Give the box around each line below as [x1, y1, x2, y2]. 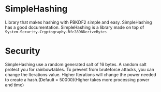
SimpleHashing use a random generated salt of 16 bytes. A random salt [5, 61, 146, 67]
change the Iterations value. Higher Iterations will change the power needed [5, 71, 156, 78]
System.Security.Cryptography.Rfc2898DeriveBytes [5, 29, 107, 34]
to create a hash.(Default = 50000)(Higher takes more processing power [5, 77, 150, 82]
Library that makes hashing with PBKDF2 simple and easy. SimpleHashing [5, 19, 152, 25]
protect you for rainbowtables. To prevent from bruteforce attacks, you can [5, 66, 155, 72]
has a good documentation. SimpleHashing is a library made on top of [5, 24, 144, 30]
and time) [5, 82, 24, 88]
